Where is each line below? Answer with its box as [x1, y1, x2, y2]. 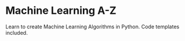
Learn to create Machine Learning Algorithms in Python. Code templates [5, 23, 180, 30]
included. [5, 29, 28, 36]
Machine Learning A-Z [5, 4, 117, 17]
